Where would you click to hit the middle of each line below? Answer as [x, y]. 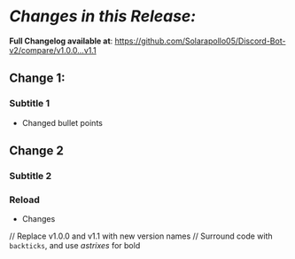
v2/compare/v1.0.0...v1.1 [53, 50]
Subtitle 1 [30, 104]
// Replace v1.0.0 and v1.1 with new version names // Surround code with [141, 236]
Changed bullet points [62, 122]
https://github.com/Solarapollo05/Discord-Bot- [200, 41]
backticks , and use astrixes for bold [75, 246]
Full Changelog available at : [61, 41]
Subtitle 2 [31, 176]
